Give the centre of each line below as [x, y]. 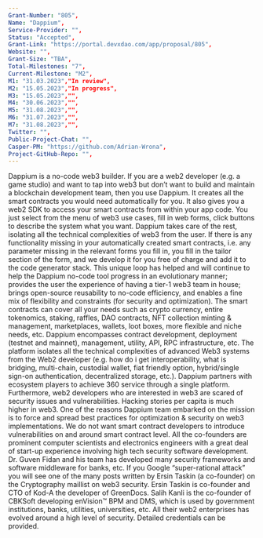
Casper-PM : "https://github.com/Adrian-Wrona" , [88, 147]
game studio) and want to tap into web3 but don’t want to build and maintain [131, 184]
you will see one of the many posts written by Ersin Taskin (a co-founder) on [131, 476]
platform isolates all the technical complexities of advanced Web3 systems [129, 351]
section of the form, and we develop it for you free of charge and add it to [127, 260]
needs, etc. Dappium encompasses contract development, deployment [123, 335]
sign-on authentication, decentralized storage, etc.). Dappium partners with [130, 376]
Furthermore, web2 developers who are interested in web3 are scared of [126, 393]
